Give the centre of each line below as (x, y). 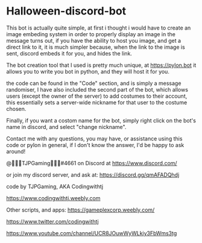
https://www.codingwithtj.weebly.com (53, 198)
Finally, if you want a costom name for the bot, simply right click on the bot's (101, 120)
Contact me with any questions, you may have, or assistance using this (94, 138)
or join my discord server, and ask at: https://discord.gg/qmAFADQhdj (93, 175)
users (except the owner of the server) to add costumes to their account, (97, 96)
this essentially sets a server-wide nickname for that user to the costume (97, 102)
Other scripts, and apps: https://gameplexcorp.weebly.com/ (80, 210)
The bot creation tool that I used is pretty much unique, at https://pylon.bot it (101, 65)
